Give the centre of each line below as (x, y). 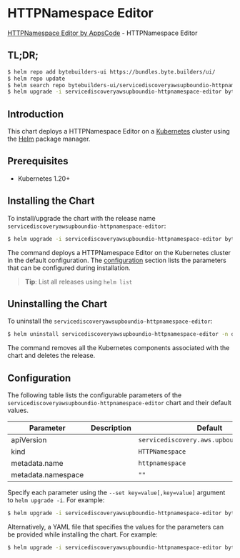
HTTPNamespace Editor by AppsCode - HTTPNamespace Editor (102, 33)
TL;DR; (23, 55)
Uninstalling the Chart (57, 304)
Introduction (36, 114)
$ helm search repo (36, 85)
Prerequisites (38, 161)
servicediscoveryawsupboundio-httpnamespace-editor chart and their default (120, 403)
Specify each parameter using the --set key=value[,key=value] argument (116, 493)
